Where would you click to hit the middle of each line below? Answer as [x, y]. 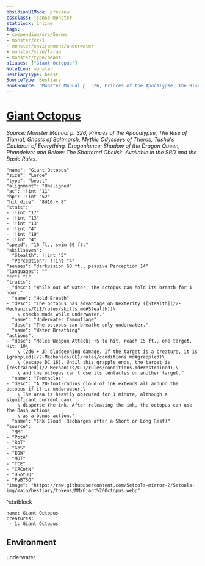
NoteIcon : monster [30, 69]
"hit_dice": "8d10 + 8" [37, 202]
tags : [13, 29]
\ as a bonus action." [46, 416]
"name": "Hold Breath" [41, 298]
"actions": [20, 336]
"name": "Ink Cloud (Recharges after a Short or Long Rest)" [91, 421]
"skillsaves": [24, 250]
